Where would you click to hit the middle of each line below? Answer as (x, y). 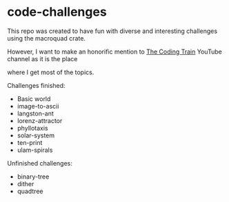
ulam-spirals (35, 150)
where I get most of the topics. (51, 72)
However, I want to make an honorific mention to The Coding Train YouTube (114, 52)
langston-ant (35, 113)
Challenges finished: (36, 85)
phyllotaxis (32, 128)
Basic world (34, 99)
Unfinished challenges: (40, 163)
